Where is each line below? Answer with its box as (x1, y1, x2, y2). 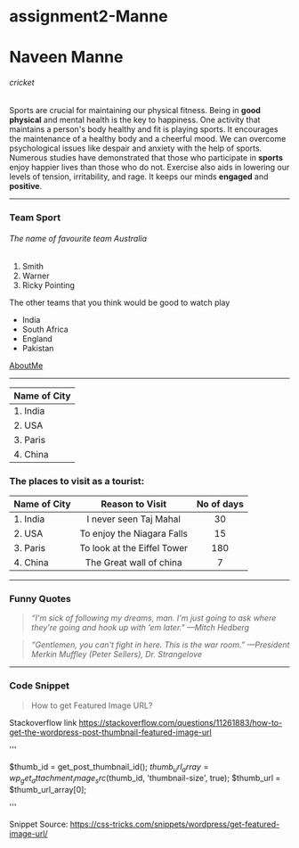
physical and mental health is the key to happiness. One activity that (9, 114, 261, 125)
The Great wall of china (85, 556, 182, 568)
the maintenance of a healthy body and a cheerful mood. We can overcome (9, 133, 287, 144)
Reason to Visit (101, 498, 167, 510)
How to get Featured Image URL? (30, 700, 153, 711)
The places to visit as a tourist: (9, 474, 145, 487)
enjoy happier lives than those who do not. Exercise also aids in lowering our (9, 161, 290, 172)
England (21, 333, 53, 344)
